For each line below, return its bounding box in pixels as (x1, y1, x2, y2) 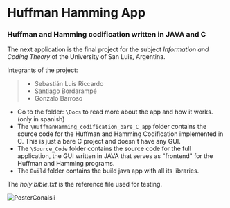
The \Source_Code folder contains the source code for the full (17, 144, 192, 153)
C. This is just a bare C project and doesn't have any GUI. (17, 137, 182, 146)
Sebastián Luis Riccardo (34, 80, 104, 88)
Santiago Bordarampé (34, 87, 97, 95)
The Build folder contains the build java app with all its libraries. (17, 166, 200, 175)
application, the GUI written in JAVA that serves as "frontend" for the (17, 152, 213, 160)
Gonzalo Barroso (34, 94, 83, 103)
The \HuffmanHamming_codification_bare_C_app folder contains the (17, 123, 207, 131)
